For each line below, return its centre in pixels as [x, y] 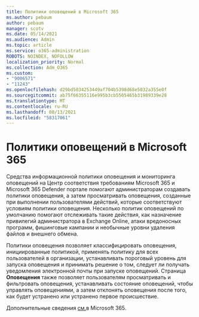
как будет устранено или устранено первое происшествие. [82, 297]
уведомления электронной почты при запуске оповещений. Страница [96, 271]
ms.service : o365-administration [48, 51]
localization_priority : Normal [45, 62]
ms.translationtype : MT [36, 101]
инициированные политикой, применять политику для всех [82, 252]
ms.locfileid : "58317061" [38, 117]
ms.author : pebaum [29, 17]
